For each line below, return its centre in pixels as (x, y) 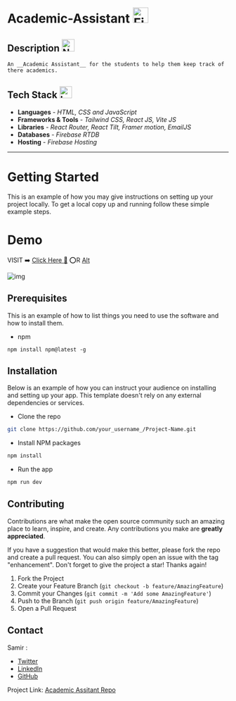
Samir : (18, 647)
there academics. (33, 70)
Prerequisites (37, 298)
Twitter (28, 661)
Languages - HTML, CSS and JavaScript (77, 112)
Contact (25, 631)
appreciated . (26, 536)
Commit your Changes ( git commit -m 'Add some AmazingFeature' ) (114, 593)
